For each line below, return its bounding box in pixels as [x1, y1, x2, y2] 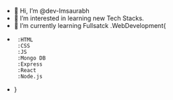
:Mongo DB [17, 55, 46, 62]
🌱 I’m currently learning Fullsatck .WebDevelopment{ [13, 22, 167, 29]
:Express [17, 61, 43, 68]
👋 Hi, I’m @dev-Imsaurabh [13, 7, 90, 15]
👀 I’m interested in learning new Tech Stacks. [13, 14, 144, 22]
